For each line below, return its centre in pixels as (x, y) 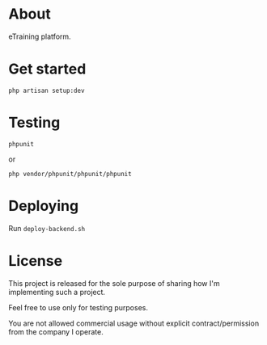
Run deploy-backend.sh (47, 228)
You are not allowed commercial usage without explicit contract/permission (134, 323)
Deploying (44, 206)
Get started (47, 69)
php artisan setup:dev (47, 90)
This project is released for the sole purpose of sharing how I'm (114, 283)
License (36, 261)
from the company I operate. (56, 331)
